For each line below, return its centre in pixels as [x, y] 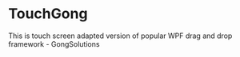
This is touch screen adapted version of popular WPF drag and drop [120, 36]
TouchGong [48, 14]
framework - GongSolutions [54, 44]
